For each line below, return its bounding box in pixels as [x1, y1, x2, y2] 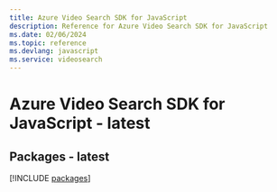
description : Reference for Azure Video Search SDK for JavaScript [9, 22, 269, 31]
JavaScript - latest [9, 114, 151, 133]
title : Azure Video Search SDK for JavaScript [9, 13, 188, 23]
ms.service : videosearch [9, 55, 103, 64]
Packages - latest [9, 149, 110, 164]
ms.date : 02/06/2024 [9, 30, 88, 39]
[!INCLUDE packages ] [9, 173, 91, 183]
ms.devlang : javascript [9, 47, 99, 56]
